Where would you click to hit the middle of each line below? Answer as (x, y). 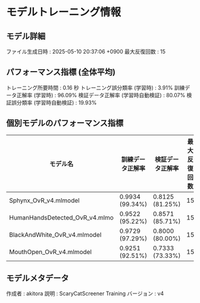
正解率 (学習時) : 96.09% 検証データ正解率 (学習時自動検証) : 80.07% (101, 95)
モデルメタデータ (37, 278)
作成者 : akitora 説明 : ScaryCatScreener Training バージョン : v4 (85, 293)
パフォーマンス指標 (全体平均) (61, 72)
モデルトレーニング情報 (64, 12)
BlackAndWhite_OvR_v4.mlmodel (55, 234)
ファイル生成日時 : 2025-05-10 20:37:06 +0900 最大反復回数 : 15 (86, 52)
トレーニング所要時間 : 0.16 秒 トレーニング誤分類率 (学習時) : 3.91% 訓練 (96, 88)
